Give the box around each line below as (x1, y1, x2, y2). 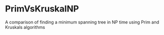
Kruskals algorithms (5, 24, 46, 30)
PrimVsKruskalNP (5, 3, 79, 14)
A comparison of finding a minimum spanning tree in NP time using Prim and (5, 19, 160, 25)
